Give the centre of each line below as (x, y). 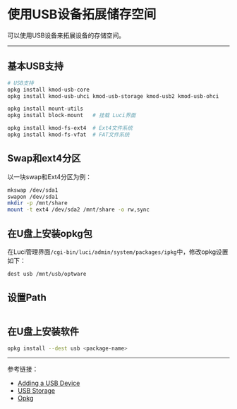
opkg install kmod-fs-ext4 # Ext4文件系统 (70, 128)
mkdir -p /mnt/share (38, 203)
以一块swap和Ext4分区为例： (50, 176)
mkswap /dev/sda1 (33, 190)
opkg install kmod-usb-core (49, 90)
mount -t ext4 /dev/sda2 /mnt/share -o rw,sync (79, 210)
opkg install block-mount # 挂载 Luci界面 (72, 116)
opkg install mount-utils (45, 109)
